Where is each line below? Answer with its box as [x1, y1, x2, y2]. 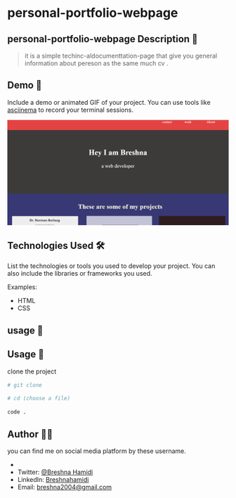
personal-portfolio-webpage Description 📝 [7, 33, 198, 45]
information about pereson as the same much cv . [24, 59, 169, 68]
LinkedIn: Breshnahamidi [17, 475, 89, 483]
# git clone [7, 381, 42, 388]
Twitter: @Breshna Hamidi [17, 468, 93, 476]
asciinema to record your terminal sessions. [7, 106, 133, 114]
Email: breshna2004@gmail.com [17, 483, 112, 491]
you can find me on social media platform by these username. [7, 447, 186, 455]
